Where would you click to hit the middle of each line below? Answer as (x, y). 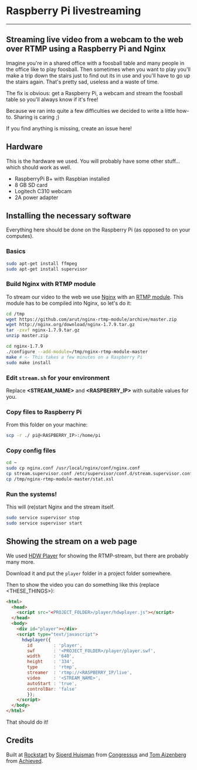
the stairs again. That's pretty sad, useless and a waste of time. (83, 82)
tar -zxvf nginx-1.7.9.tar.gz (43, 330)
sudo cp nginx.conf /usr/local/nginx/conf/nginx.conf (73, 468)
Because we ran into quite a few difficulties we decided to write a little (91, 110)
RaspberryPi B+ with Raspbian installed (62, 179)
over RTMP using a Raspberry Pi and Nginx (86, 49)
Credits (20, 740)
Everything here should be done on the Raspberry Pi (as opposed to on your (98, 230)
